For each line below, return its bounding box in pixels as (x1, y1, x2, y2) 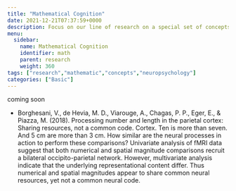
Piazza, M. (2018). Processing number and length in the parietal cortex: (17, 116, 223, 125)
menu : (7, 30, 23, 37)
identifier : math (20, 50, 71, 57)
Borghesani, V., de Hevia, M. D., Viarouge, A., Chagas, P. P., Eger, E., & (17, 109, 221, 117)
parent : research (20, 56, 71, 63)
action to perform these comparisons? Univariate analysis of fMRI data (17, 139, 223, 147)
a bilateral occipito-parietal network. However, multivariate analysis (17, 154, 213, 162)
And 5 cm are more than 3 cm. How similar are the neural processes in (17, 131, 222, 140)
